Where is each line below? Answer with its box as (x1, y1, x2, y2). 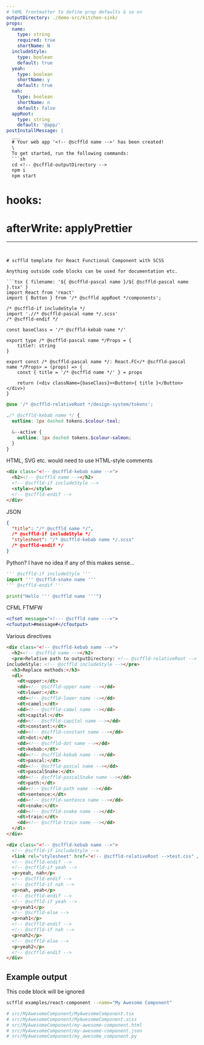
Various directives (6, 633, 52, 640)
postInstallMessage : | (6, 128, 64, 134)
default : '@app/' (17, 122, 61, 128)
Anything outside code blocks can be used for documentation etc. (6, 268, 178, 274)
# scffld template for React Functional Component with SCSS (6, 258, 165, 264)
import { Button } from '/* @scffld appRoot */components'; (6, 295, 162, 301)
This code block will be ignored (6, 988, 85, 995)
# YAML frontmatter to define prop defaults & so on (6, 9, 143, 15)
